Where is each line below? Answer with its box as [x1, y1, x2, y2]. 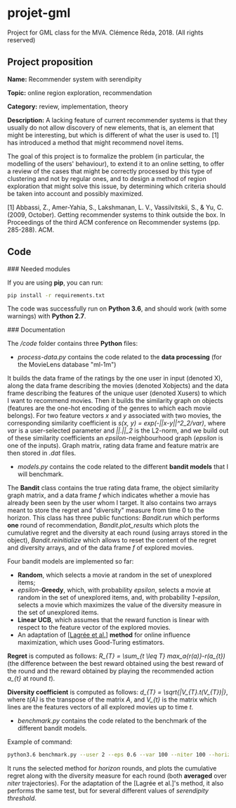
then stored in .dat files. [7, 449, 77, 457]
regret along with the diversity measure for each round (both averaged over [7, 771, 227, 780]
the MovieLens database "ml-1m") [17, 361, 117, 369]
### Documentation [7, 325, 65, 334]
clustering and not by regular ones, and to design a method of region [7, 174, 206, 182]
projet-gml [7, 5, 71, 21]
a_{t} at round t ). [7, 674, 55, 683]
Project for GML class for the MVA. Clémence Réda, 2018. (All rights [7, 28, 204, 37]
